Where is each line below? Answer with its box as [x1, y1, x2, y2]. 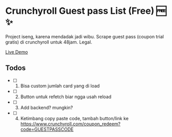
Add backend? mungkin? [20, 104, 73, 110]
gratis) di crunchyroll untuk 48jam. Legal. [5, 39, 92, 45]
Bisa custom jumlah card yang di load [20, 82, 100, 89]
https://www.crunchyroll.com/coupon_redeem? [20, 121, 121, 127]
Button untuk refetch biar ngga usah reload [20, 94, 112, 100]
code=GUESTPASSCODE [20, 126, 74, 132]
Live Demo [5, 49, 28, 55]
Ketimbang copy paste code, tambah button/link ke [20, 115, 129, 121]
